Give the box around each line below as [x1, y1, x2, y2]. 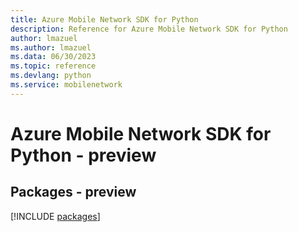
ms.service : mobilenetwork [10, 80, 123, 90]
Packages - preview [10, 184, 137, 201]
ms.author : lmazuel [10, 42, 92, 53]
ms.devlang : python [10, 71, 92, 81]
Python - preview [10, 144, 157, 166]
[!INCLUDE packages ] [10, 210, 101, 222]
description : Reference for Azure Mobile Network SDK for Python [10, 24, 288, 34]
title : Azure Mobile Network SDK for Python [10, 14, 199, 25]
